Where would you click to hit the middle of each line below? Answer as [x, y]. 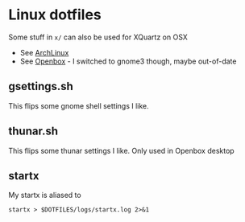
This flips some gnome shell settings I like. [79, 105]
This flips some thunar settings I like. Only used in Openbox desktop [122, 150]
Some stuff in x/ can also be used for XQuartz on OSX [98, 37]
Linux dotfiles [55, 15]
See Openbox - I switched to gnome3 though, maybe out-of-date [128, 61]
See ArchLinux [44, 52]
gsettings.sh [41, 86]
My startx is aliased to [45, 195]
